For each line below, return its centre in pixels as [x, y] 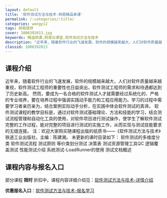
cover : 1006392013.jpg [29, 33]
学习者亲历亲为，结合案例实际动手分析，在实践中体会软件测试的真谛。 [81, 106]
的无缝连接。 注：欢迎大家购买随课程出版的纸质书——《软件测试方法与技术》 [83, 131]
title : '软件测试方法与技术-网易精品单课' [44, 14]
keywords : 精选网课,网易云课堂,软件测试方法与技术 [52, 38]
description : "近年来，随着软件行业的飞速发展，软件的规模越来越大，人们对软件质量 [82, 42]
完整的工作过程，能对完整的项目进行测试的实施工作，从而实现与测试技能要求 [83, 125]
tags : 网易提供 [19, 28]
